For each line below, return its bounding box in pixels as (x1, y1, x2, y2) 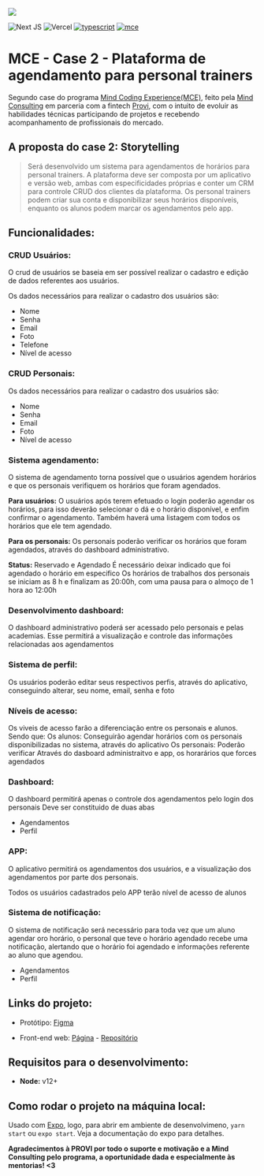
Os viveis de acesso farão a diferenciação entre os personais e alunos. (8, 723, 238, 732)
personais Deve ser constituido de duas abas (8, 802, 155, 812)
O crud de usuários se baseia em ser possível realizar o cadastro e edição (8, 268, 249, 277)
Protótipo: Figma (19, 1018, 74, 1027)
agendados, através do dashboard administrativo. (8, 545, 169, 555)
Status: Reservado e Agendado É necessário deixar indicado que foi (8, 560, 231, 570)
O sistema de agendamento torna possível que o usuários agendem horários (8, 473, 257, 482)
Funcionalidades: (8, 226, 95, 240)
